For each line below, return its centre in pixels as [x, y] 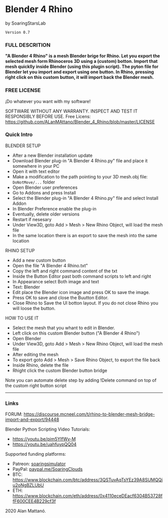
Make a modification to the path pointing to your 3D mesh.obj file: [80, 176]
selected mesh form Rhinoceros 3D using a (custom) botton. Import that [81, 61]
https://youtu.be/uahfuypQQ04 [44, 444]
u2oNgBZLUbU [28, 485]
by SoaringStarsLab [25, 23]
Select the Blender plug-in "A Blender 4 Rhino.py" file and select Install [85, 198]
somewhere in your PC [36, 166]
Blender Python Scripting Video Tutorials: [48, 429]
